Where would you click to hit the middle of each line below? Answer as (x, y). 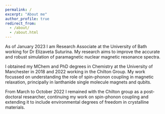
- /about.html (24, 32)
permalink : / (18, 10)
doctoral (14, 97)
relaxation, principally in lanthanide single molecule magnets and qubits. (78, 82)
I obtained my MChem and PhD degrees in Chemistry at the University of (79, 66)
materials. (15, 107)
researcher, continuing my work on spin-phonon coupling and (86, 97)
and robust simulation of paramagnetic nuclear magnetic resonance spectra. (83, 57)
